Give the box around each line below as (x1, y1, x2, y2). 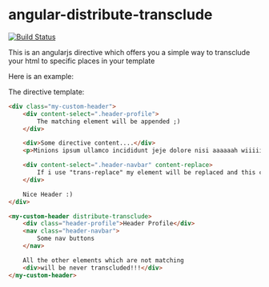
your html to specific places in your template (8, 56, 155, 66)
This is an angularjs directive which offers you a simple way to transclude (8, 47, 251, 57)
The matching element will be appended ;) (37, 118, 181, 126)
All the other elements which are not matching (22, 256, 184, 265)
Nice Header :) (22, 190, 74, 198)
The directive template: (8, 86, 85, 97)
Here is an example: (8, 71, 74, 81)
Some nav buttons (37, 234, 94, 243)
